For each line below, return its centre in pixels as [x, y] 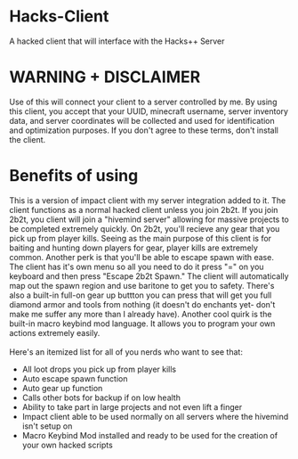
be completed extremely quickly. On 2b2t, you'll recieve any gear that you [145, 228]
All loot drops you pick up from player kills [99, 369]
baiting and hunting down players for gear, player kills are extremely [133, 248]
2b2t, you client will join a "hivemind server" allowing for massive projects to [149, 219]
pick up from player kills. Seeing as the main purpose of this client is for [141, 238]
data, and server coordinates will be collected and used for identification [142, 120]
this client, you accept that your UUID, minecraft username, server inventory [149, 111]
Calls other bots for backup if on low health [101, 398]
